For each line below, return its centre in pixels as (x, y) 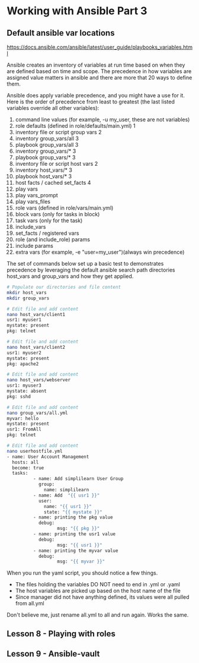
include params (34, 246)
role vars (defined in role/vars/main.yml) (64, 208)
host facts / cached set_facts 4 (53, 183)
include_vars (31, 227)
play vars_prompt (36, 195)
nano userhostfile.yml (35, 451)
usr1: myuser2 (24, 353)
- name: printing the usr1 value (74, 534)
